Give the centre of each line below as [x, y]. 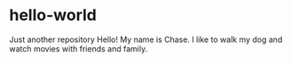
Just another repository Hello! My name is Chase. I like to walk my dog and [146, 39]
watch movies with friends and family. [79, 48]
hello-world [53, 15]
